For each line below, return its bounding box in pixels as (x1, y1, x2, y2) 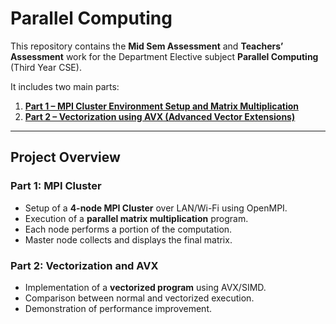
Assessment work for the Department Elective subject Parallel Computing (10, 50, 319, 62)
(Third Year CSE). (10, 61, 82, 73)
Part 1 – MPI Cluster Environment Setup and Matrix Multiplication (24, 100, 300, 112)
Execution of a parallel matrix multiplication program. (24, 212, 249, 224)
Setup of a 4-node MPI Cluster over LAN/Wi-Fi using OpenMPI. (24, 202, 288, 214)
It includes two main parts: (10, 80, 120, 92)
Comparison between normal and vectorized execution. (24, 292, 255, 304)
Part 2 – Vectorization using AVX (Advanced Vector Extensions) (24, 110, 296, 122)
